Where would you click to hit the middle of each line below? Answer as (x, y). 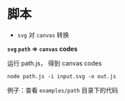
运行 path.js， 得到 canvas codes (55, 63)
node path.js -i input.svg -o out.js (62, 76)
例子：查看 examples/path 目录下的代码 (62, 90)
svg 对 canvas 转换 (43, 35)
